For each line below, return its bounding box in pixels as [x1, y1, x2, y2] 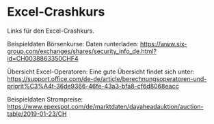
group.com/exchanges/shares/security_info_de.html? [7, 47, 157, 55]
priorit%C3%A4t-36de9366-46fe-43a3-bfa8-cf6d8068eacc [7, 82, 179, 90]
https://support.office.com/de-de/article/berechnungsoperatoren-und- [7, 74, 207, 82]
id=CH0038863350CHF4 [7, 54, 79, 62]
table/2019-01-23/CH [7, 110, 67, 118]
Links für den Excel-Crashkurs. [7, 27, 94, 35]
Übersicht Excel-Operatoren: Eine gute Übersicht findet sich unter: [7, 67, 195, 76]
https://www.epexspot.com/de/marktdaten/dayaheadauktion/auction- [7, 102, 204, 110]
